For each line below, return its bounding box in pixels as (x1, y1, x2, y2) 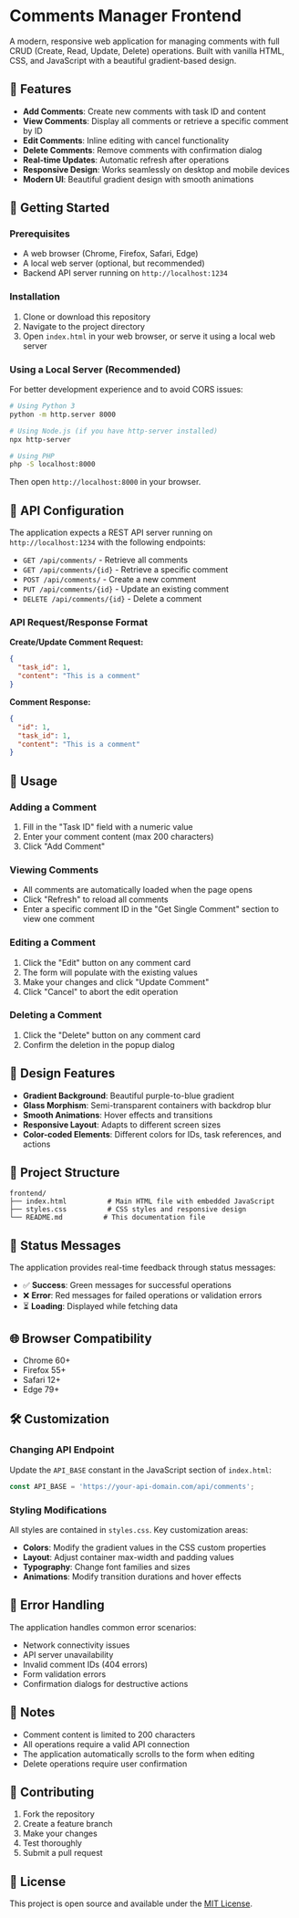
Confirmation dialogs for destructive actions (22, 1678, 189, 1689)
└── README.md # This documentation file (9, 1213, 206, 1222)
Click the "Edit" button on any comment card (22, 957, 191, 968)
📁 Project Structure (9, 1165, 120, 1180)
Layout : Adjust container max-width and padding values (22, 1551, 234, 1562)
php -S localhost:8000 (9, 460, 96, 469)
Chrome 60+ (22, 1355, 71, 1366)
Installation (9, 290, 61, 303)
